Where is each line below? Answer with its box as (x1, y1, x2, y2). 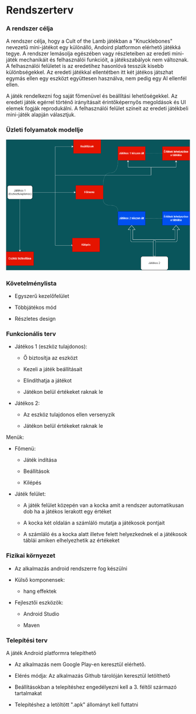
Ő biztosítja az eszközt (23, 355, 78, 362)
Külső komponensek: (14, 576, 65, 583)
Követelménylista (6, 279, 57, 287)
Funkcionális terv (6, 330, 57, 338)
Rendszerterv (6, 4, 74, 17)
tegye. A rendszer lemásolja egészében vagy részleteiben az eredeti (6, 50, 171, 57)
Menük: (6, 434, 24, 441)
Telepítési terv (6, 636, 48, 644)
